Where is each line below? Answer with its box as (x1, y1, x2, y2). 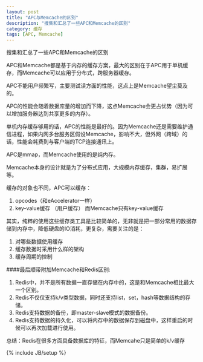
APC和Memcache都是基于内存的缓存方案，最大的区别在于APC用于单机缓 (6, 62, 188, 69)
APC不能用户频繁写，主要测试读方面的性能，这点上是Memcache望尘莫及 (6, 82, 188, 90)
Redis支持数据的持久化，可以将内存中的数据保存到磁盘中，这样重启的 (14, 317, 188, 324)
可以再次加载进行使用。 (20, 324, 79, 332)
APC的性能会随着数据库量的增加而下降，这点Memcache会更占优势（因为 (6, 102, 188, 110)
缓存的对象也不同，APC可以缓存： (6, 184, 92, 191)
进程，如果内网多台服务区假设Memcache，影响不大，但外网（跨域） (11, 131, 182, 138)
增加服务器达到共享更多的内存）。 (11, 110, 94, 117)
